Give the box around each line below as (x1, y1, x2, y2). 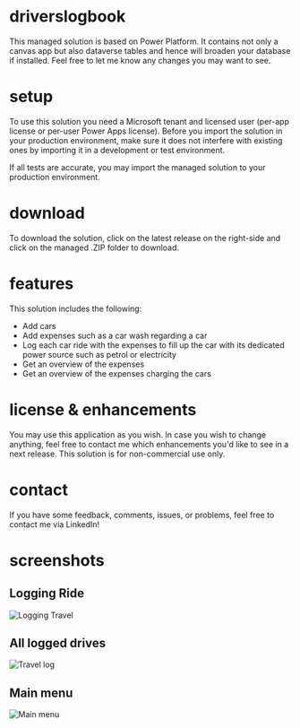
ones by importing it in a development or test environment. (9, 144, 226, 155)
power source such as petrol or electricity (21, 349, 177, 360)
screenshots (9, 550, 105, 570)
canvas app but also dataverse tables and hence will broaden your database (9, 45, 291, 56)
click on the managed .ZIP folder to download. (9, 242, 180, 253)
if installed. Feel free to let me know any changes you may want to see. (9, 55, 271, 65)
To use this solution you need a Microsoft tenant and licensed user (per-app (9, 116, 289, 126)
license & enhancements (9, 399, 197, 420)
